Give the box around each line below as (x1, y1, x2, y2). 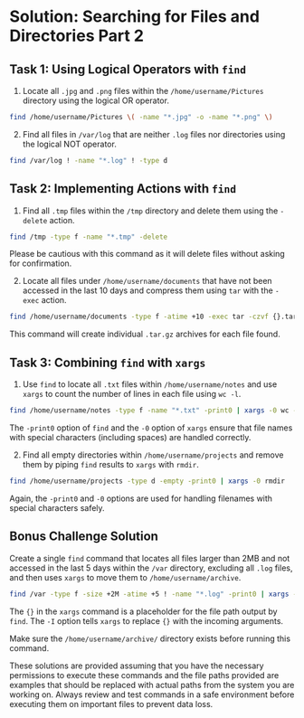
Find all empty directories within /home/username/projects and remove (22, 449, 284, 460)
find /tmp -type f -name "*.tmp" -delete (9, 232, 168, 241)
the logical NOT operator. (22, 138, 118, 149)
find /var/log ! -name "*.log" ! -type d (9, 156, 168, 165)
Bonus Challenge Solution (9, 529, 158, 544)
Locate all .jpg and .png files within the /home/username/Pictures (22, 86, 264, 96)
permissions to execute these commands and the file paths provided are (9, 669, 280, 680)
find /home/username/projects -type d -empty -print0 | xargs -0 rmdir (9, 477, 285, 486)
